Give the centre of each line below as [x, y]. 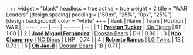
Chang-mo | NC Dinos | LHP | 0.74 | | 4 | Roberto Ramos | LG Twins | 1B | [95, 39]
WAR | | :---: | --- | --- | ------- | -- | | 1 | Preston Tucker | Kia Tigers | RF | [96, 27]
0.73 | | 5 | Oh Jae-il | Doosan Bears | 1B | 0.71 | [63, 46]
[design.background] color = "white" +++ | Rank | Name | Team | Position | [96, 21]
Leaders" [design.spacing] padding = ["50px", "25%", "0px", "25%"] [89, 15]
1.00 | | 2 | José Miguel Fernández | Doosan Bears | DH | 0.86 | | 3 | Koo [94, 33]
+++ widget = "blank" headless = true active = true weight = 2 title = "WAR [97, 8]
